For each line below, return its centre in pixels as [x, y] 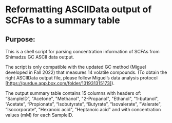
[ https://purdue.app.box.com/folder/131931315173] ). [60, 83]
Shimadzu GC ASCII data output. [40, 57]
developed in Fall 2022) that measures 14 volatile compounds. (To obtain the [86, 72]
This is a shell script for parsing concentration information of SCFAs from [83, 52]
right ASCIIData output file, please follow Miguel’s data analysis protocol [82, 78]
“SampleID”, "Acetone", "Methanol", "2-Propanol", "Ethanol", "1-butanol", [82, 99]
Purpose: [20, 39]
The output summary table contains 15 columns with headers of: [73, 93]
